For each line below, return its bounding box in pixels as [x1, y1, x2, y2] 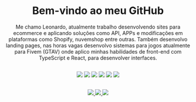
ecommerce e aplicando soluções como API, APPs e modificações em [13, 29, 183, 36]
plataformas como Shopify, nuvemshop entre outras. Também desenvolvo [8, 36, 188, 43]
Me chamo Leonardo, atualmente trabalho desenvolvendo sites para [15, 23, 181, 30]
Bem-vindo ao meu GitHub [32, 4, 164, 17]
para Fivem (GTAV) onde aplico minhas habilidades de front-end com [14, 48, 182, 55]
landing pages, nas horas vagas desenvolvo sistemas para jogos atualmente [6, 42, 190, 49]
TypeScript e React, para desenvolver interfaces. [39, 54, 157, 61]
